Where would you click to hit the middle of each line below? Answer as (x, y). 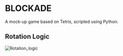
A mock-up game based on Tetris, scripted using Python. (62, 22)
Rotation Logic (27, 37)
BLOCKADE (28, 8)
